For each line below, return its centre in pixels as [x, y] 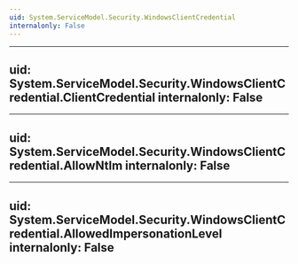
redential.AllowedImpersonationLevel [116, 233]
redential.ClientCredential [82, 97]
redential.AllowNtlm [66, 165]
